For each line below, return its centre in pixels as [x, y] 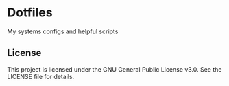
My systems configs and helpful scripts [63, 31]
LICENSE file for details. [41, 76]
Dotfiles [30, 13]
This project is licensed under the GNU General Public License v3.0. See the [114, 69]
